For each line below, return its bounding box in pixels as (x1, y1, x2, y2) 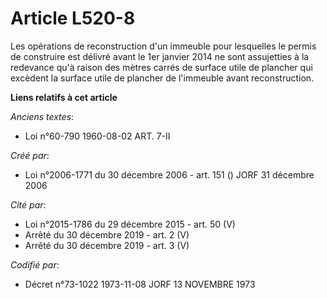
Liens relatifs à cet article (10, 91, 118, 103)
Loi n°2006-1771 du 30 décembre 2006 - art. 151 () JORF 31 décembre (24, 168, 315, 181)
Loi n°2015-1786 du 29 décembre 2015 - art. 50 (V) (24, 218, 236, 230)
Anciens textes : (10, 110, 75, 122)
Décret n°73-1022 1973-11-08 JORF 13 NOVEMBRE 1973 (24, 278, 256, 290)
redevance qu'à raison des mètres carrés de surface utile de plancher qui (10, 61, 313, 73)
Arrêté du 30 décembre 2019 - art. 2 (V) (24, 228, 190, 241)
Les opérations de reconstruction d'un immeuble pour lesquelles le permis (10, 40, 317, 52)
